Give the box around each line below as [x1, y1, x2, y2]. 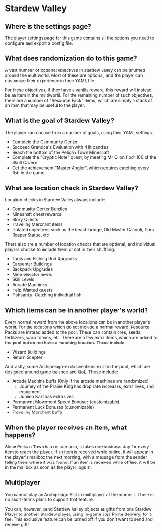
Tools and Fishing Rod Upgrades [12, 256, 77, 262]
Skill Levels [12, 276, 35, 282]
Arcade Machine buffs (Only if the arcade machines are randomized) [12, 378, 149, 384]
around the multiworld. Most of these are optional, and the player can [5, 72, 143, 78]
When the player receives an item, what [5, 423, 127, 431]
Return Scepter [12, 354, 43, 360]
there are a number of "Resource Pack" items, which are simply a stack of [5, 97, 152, 103]
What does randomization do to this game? [5, 54, 137, 63]
